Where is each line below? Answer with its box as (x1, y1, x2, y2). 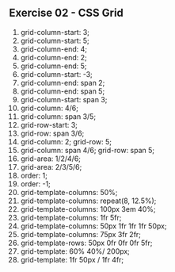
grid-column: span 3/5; (20, 111, 97, 121)
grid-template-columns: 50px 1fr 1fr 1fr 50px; (20, 221, 167, 231)
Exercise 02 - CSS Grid (9, 6, 124, 20)
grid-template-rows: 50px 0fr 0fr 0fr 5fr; (20, 238, 153, 247)
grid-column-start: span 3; (20, 94, 108, 104)
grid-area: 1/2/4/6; (20, 154, 82, 163)
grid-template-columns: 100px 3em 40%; (20, 204, 156, 213)
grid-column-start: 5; (20, 36, 89, 45)
